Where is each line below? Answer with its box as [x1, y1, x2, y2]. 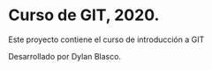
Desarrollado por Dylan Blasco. [8, 51, 121, 61]
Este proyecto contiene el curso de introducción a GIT [8, 34, 205, 45]
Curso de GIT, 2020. [8, 5, 160, 25]
